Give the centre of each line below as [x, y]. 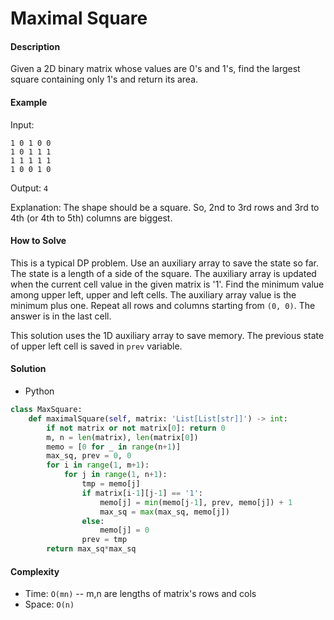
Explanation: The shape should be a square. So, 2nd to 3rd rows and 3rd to [165, 207]
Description [35, 46]
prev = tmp [104, 540]
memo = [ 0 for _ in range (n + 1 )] [114, 447]
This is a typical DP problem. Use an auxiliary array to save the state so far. [164, 263]
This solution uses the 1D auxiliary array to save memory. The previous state [167, 335]
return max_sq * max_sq [91, 549]
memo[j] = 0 [124, 530]
